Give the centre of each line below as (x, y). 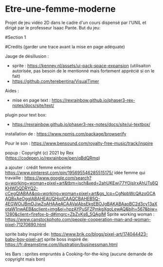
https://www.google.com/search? (58, 178)
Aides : (12, 90)
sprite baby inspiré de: (27, 234)
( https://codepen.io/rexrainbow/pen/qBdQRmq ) (53, 158)
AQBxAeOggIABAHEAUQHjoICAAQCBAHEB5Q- (53, 199)
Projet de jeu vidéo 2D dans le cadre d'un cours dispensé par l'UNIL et (76, 22)
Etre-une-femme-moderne (60, 9)
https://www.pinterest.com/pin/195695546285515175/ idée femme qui (75, 173)
